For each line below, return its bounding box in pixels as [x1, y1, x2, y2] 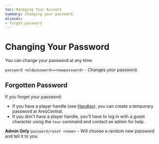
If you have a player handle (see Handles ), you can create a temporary [12, 103, 154, 109]
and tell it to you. [5, 133, 38, 139]
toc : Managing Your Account [5, 7, 62, 12]
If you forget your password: [5, 94, 62, 99]
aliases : [5, 16, 23, 21]
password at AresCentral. [12, 109, 63, 114]
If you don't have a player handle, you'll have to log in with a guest [12, 113, 145, 119]
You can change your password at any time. [5, 58, 93, 64]
